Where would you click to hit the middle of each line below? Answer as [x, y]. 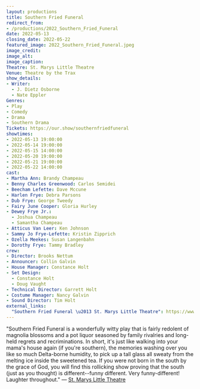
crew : [13, 251]
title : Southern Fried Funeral [45, 17]
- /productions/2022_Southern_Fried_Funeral [62, 28]
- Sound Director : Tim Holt [41, 301]
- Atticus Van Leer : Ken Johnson [48, 228]
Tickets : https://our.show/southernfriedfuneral [68, 128]
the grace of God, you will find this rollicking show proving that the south [95, 367]
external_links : [26, 306]
